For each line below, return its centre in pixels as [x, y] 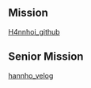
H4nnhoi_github [34, 31]
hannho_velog [31, 75]
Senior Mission [46, 57]
